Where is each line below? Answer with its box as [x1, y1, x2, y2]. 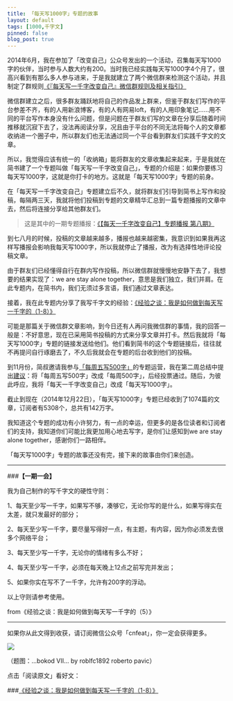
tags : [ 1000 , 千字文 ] [7, 23, 64, 30]
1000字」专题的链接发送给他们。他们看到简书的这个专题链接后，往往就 [19, 339, 222, 348]
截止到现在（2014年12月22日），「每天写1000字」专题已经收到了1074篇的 [7, 395, 214, 403]
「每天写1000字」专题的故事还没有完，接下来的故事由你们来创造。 [7, 451, 198, 459]
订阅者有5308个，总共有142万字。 [19, 404, 118, 412]
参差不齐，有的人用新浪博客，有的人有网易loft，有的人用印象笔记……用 [12, 106, 216, 114]
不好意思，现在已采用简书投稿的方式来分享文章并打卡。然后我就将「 [25, 331, 220, 339]
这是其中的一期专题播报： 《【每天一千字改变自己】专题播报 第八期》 [24, 220, 215, 228]
